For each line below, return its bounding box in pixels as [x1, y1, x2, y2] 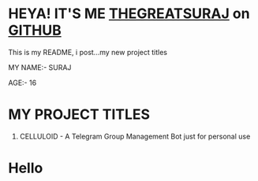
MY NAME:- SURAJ [8, 62, 72, 72]
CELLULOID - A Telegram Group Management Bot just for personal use [19, 131, 251, 141]
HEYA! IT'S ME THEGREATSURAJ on [8, 5, 250, 23]
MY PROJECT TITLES [8, 105, 151, 124]
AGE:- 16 [8, 78, 37, 87]
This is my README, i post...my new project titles [8, 47, 168, 57]
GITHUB [8, 21, 62, 39]
